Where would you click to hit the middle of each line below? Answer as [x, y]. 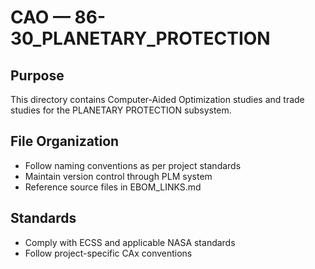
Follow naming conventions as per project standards [133, 165]
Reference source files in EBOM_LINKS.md [113, 187]
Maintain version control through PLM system [118, 176]
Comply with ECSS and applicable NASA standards [130, 242]
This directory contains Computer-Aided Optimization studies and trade [157, 99]
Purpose [37, 75]
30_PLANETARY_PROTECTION [140, 38]
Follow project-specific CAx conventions [108, 253]
